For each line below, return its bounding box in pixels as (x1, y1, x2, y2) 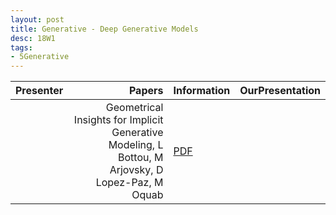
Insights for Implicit (73, 113, 164, 127)
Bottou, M (118, 151, 164, 165)
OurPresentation (239, 84, 321, 98)
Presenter (15, 84, 64, 98)
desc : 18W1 (10, 33, 56, 43)
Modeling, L (108, 138, 164, 152)
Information (173, 84, 231, 98)
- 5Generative (10, 52, 70, 62)
